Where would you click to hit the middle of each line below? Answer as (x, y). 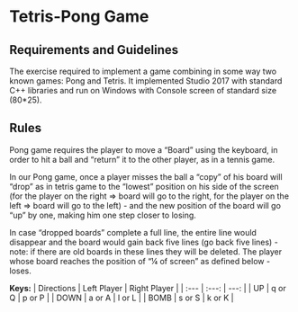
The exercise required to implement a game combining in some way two (143, 71)
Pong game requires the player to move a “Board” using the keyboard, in (144, 149)
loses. (20, 271)
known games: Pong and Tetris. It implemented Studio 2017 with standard (146, 81)
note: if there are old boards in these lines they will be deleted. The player (146, 251)
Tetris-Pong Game (79, 17)
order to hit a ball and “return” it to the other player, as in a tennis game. (142, 159)
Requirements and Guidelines (94, 50)
